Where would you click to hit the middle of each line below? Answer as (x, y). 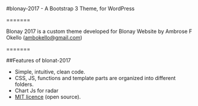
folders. (24, 84)
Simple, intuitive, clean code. (50, 72)
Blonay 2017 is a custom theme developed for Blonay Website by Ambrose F (99, 31)
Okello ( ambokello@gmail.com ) (44, 37)
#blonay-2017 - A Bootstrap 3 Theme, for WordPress (71, 9)
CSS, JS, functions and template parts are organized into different (95, 78)
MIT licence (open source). (48, 97)
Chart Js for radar (36, 90)
